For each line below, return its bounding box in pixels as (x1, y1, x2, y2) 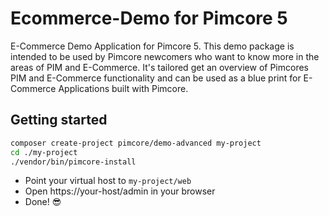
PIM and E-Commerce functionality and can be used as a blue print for (10, 72, 302, 84)
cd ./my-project (10, 147, 78, 157)
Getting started (10, 112, 108, 129)
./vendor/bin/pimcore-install (10, 157, 137, 167)
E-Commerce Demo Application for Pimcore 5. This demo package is (10, 40, 295, 52)
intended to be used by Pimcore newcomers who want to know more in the (10, 50, 320, 62)
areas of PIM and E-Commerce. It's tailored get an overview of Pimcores (10, 61, 309, 73)
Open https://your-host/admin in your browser (24, 185, 216, 197)
